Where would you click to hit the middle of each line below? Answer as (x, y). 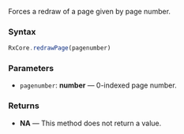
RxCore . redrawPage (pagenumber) (60, 48)
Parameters (31, 69)
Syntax (22, 32)
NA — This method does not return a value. (90, 123)
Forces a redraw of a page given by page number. (90, 11)
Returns (24, 106)
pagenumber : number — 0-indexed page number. (98, 85)
